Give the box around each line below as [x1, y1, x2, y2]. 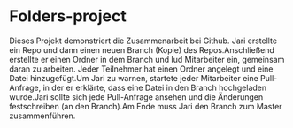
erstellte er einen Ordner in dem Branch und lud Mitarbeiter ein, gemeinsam [9, 54, 285, 64]
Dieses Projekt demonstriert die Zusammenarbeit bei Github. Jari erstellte [9, 35, 277, 46]
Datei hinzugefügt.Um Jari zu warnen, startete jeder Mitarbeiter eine [9, 72, 258, 83]
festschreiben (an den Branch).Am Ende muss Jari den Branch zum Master [9, 101, 282, 111]
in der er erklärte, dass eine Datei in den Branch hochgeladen [42, 82, 267, 93]
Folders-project [9, 6, 127, 26]
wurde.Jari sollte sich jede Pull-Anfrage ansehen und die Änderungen [9, 91, 264, 102]
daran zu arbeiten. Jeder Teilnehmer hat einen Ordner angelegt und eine [9, 64, 274, 74]
